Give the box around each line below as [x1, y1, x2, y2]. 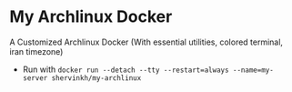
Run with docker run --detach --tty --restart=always [22, 64, 229, 75]
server [22, 73, 48, 83]
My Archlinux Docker [9, 6, 173, 27]
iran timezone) [9, 46, 64, 56]
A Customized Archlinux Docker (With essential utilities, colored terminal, [9, 36, 284, 47]
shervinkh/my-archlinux [51, 73, 142, 83]
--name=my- [232, 66, 275, 75]
